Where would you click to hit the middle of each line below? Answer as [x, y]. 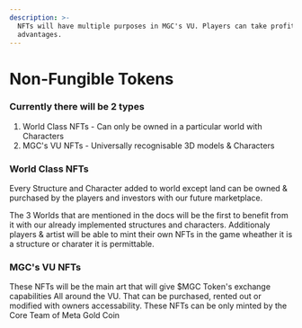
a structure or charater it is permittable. [82, 244]
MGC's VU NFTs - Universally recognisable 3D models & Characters [148, 146]
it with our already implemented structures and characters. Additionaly [140, 225]
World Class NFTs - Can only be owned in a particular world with [142, 126]
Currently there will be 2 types [77, 107]
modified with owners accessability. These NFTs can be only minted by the [148, 306]
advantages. [40, 34]
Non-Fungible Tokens [92, 79]
